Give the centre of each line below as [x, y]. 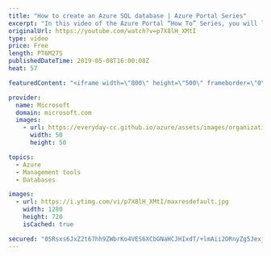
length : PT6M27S [35, 53]
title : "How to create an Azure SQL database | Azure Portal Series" [128, 16]
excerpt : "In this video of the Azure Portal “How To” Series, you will [133, 23]
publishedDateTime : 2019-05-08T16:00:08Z [79, 61]
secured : [23, 239]
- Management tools [48, 172]
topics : [21, 157]
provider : [25, 98]
